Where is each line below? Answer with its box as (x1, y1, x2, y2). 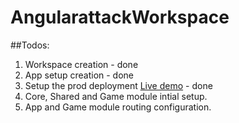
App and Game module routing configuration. (24, 101, 212, 113)
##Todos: (10, 39, 50, 51)
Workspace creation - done (24, 58, 139, 70)
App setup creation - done (24, 69, 135, 81)
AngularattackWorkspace (10, 6, 230, 29)
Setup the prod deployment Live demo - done (24, 79, 213, 91)
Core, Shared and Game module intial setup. (24, 90, 208, 102)
